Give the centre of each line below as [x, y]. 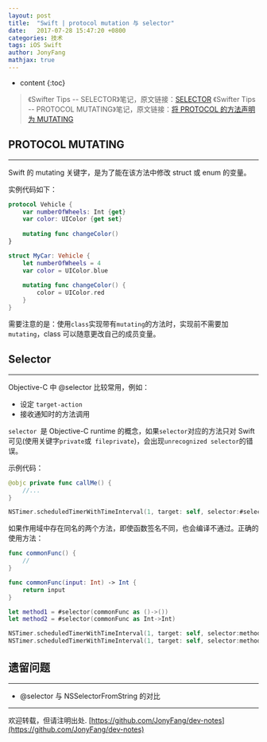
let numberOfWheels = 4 [62, 263]
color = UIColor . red [71, 293]
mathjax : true [32, 61]
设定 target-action [51, 404]
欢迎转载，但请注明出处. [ [50, 720]
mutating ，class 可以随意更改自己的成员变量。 [84, 334]
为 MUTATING [50, 119]
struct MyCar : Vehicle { [49, 256]
